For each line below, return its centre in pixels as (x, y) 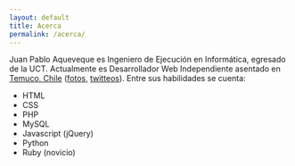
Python (35, 143)
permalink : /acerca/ (48, 34)
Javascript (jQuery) (57, 134)
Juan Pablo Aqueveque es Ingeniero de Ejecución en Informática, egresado (148, 60)
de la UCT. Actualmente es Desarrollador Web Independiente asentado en (145, 69)
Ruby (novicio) (49, 153)
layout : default (39, 17)
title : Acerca (36, 26)
